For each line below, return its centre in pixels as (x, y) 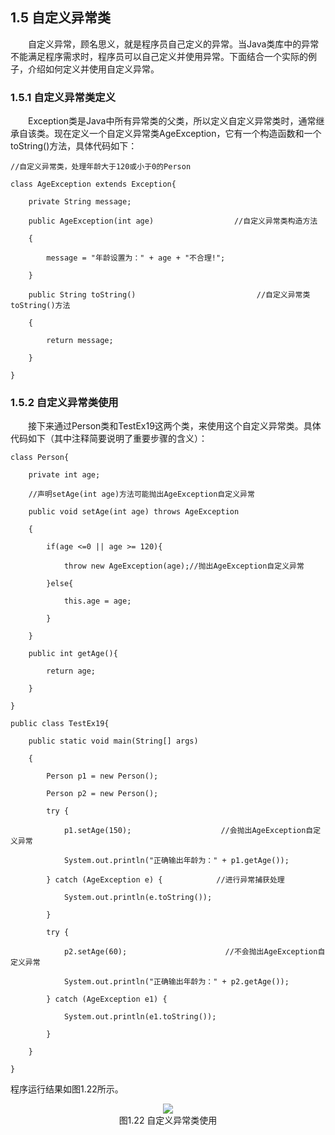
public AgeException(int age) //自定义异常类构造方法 (173, 221)
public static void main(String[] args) (113, 741)
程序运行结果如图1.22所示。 (67, 1089)
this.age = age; (97, 601)
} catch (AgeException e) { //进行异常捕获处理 (165, 880)
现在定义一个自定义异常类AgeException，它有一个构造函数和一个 (187, 134)
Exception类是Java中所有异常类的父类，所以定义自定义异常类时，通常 (172, 121)
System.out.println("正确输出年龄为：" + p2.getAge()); (176, 982)
